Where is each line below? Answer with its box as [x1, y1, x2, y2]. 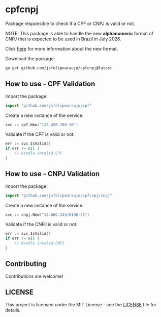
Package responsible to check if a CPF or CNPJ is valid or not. [5, 20, 136, 27]
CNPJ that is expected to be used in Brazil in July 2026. [5, 36, 122, 42]
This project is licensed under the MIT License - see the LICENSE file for [5, 301, 156, 307]
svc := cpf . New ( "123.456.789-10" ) [5, 122, 79, 127]
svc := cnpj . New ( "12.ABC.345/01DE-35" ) [5, 212, 90, 217]
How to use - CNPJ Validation [5, 169, 100, 178]
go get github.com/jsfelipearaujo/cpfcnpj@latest [5, 65, 113, 70]
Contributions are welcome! [5, 273, 63, 279]
